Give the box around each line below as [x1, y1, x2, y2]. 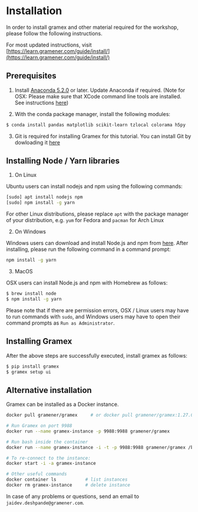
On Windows [14, 228, 46, 235]
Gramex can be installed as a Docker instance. [6, 401, 119, 408]
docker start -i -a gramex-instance [6, 461, 96, 467]
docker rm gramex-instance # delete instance [6, 482, 131, 488]
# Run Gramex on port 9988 [6, 423, 72, 429]
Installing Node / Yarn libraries [6, 156, 120, 166]
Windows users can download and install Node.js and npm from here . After [6, 240, 189, 247]
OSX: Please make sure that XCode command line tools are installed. [14, 93, 181, 100]
